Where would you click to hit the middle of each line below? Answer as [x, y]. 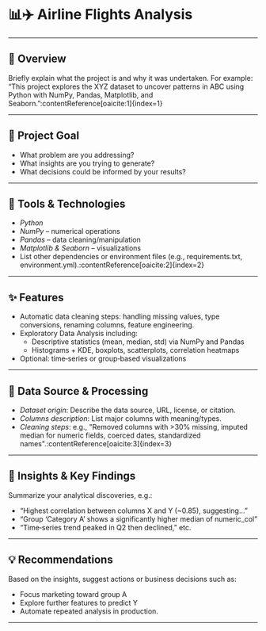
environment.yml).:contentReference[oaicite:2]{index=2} [112, 265]
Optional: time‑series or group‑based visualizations [103, 359]
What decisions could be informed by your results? [103, 171]
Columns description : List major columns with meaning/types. [120, 419]
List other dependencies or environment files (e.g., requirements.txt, [131, 257]
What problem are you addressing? [77, 155]
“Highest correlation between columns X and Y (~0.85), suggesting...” [133, 511]
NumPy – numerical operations [70, 231]
